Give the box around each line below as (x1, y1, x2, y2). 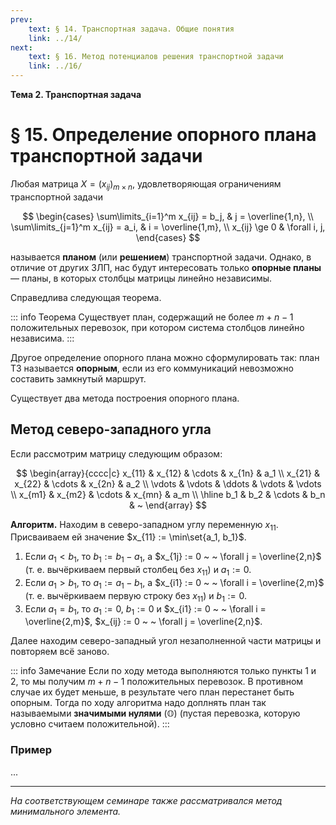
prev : (10, 14, 33, 25)
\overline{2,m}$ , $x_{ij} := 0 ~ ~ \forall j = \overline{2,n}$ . (24, 616, 263, 628)
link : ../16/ (28, 61, 83, 71)
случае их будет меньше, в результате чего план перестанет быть (10, 686, 295, 698)
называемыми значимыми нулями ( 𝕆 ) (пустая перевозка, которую (10, 707, 301, 720)
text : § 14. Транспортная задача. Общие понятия (28, 24, 235, 34)
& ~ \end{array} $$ (128, 499, 208, 511)
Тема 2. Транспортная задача (10, 89, 142, 100)
